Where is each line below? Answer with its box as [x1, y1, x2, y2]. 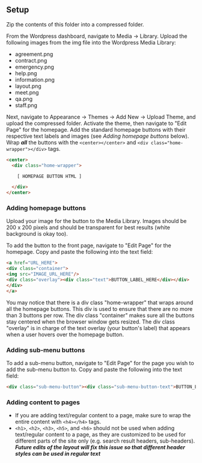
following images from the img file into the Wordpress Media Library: [6, 38, 176, 46]
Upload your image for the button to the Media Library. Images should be [6, 218, 187, 225]
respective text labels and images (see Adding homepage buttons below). [6, 132, 189, 140]
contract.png [14, 57, 47, 64]
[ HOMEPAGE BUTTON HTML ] [17, 173, 82, 179]
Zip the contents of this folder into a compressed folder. [6, 20, 144, 28]
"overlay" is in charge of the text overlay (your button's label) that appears [6, 324, 191, 331]
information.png [14, 76, 55, 83]
